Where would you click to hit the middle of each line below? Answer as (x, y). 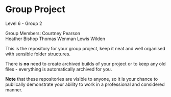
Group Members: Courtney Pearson (43, 33)
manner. (14, 89)
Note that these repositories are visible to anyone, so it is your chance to (82, 79)
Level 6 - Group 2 (24, 23)
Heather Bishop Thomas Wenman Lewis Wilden (55, 39)
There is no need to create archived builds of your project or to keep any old (86, 63)
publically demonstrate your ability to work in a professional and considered (85, 84)
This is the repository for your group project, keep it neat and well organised (86, 48)
